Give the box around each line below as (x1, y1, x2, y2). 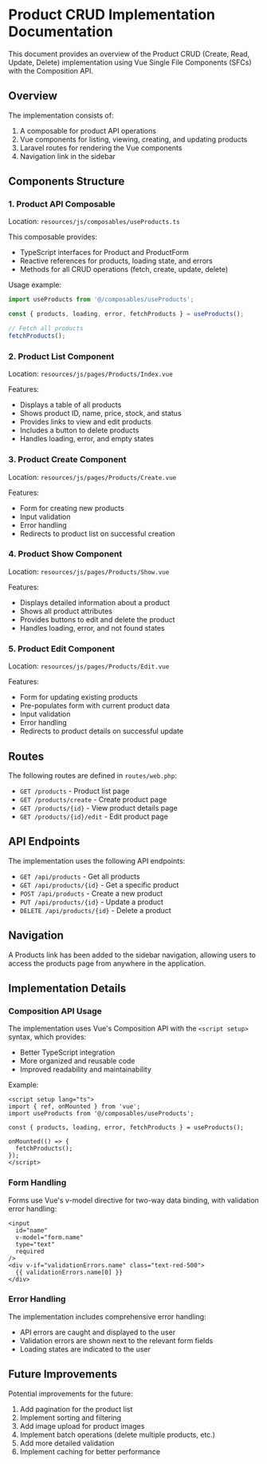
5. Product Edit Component (8, 643, 116, 654)
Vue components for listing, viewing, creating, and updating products (19, 134, 248, 144)
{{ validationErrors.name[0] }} (15, 1268, 124, 1276)
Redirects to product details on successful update (19, 726, 184, 736)
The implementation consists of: (8, 110, 114, 120)
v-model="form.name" (15, 1233, 84, 1241)
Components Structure (8, 174, 125, 189)
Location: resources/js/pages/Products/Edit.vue (8, 661, 170, 671)
